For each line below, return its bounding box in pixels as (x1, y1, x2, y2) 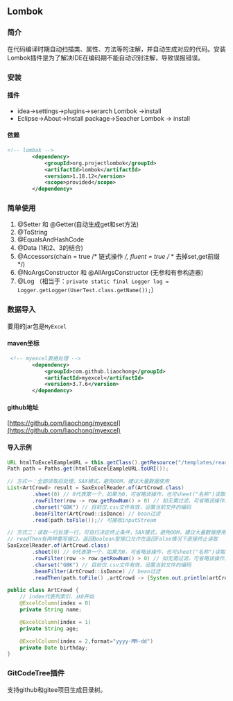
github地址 (7, 403, 40, 412)
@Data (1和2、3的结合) (17, 244, 83, 252)
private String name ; (19, 607, 82, 614)
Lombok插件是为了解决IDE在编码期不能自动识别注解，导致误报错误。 (7, 53, 205, 62)
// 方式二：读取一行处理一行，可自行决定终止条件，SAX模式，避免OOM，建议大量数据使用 (7, 529, 227, 537)
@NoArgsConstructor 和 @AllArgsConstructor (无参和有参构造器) (17, 269, 204, 277)
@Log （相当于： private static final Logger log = (17, 277, 169, 285)
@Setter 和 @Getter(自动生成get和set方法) (17, 220, 139, 228)
